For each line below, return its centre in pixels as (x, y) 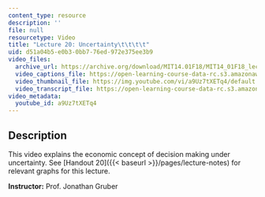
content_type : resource (47, 15)
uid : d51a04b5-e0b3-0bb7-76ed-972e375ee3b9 (81, 52)
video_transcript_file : (54, 89)
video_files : (30, 60)
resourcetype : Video (42, 37)
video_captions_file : (51, 74)
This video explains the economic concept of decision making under (119, 154)
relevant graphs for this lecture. (59, 171)
